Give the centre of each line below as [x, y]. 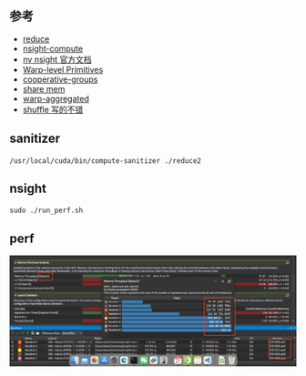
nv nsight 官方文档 [57, 59]
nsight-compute [53, 48]
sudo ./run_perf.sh [46, 211]
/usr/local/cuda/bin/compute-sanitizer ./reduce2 [106, 161]
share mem [44, 88]
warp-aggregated [56, 98]
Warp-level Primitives [63, 69]
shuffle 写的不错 [53, 109]
